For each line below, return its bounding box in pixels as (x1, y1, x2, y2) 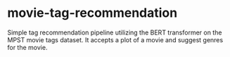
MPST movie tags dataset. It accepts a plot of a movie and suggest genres (7, 35, 224, 44)
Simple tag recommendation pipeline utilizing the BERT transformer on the (7, 28, 222, 37)
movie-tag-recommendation (7, 5, 178, 21)
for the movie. (7, 43, 48, 51)
